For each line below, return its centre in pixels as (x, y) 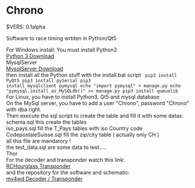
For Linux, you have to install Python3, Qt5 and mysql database (83, 97)
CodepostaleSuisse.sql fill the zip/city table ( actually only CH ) (83, 135)
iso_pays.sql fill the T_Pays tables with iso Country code (74, 128)
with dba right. (24, 109)
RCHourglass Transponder (38, 166)
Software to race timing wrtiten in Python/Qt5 (61, 38)
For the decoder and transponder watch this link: (66, 160)
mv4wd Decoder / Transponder (44, 179)
